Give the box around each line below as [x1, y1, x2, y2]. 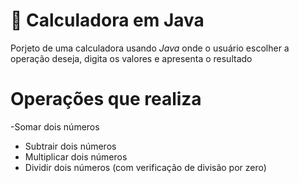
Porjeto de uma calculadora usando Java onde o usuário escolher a [10, 42, 290, 54]
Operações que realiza [10, 88, 202, 111]
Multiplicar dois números [24, 150, 128, 163]
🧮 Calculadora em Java [10, 9, 205, 32]
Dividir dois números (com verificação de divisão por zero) [24, 161, 267, 173]
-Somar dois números [10, 120, 100, 133]
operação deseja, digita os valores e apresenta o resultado [10, 52, 253, 64]
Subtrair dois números [24, 140, 117, 152]
